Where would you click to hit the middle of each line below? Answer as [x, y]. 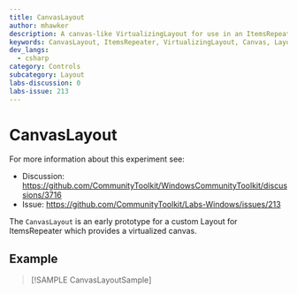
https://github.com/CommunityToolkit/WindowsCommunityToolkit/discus [155, 185]
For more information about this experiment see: [97, 159]
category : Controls [45, 67]
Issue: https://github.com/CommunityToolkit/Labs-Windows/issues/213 [151, 205]
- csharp [33, 58]
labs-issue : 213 [39, 91]
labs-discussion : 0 [45, 83]
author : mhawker [39, 26]
